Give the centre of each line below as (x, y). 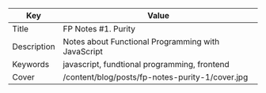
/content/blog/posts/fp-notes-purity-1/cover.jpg (156, 77)
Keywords (31, 64)
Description (34, 46)
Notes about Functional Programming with (141, 41)
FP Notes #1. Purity (99, 29)
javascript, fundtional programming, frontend (146, 64)
